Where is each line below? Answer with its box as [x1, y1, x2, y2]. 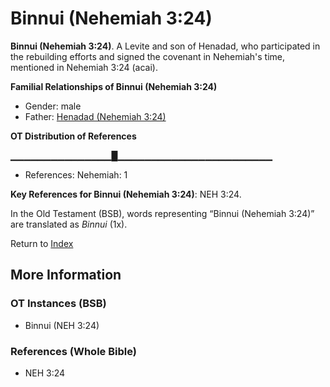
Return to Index [10, 237, 74, 249]
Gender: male [24, 100, 82, 112]
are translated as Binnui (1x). [10, 218, 128, 230]
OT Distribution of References [10, 130, 137, 142]
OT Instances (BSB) [10, 297, 107, 311]
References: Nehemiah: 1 [24, 168, 128, 181]
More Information [10, 267, 122, 284]
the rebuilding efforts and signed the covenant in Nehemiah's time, [10, 50, 285, 62]
